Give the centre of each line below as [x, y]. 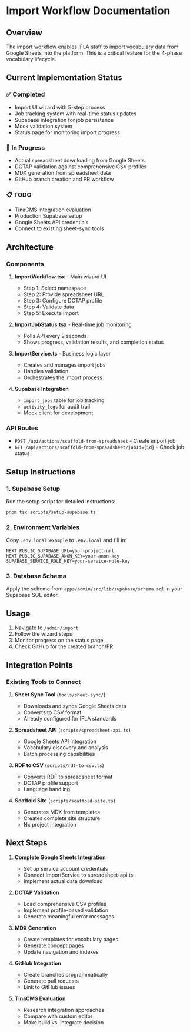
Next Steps [27, 843]
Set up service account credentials [66, 868]
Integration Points [40, 665]
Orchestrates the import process [63, 377]
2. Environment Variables [43, 527]
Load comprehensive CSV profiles [65, 904]
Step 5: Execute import [51, 313]
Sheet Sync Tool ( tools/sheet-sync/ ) [60, 694]
